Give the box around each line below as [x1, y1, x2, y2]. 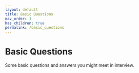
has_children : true [5, 20, 45, 26]
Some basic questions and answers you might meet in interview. [5, 62, 134, 68]
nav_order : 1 [5, 16, 32, 21]
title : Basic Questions [5, 12, 54, 17]
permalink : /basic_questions [5, 25, 64, 30]
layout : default [5, 7, 38, 12]
